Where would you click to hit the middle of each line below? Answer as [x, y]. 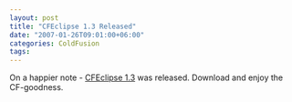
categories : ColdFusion [55, 43]
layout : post [34, 18]
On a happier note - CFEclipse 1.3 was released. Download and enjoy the [146, 77]
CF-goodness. [36, 87]
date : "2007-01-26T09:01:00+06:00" [77, 35]
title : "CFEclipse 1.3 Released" [73, 26]
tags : [20, 52]
